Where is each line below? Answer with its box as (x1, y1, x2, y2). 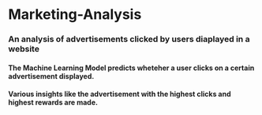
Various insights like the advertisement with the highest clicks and (8, 89, 231, 99)
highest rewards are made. (8, 98, 99, 107)
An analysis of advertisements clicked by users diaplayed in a (8, 34, 250, 45)
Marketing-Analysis (8, 6, 142, 24)
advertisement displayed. (8, 71, 95, 80)
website (8, 43, 39, 54)
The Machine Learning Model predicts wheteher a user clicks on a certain (8, 63, 255, 72)
